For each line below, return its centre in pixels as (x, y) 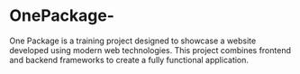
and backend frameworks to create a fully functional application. (129, 60)
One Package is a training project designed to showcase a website (133, 41)
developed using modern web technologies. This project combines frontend (150, 50)
